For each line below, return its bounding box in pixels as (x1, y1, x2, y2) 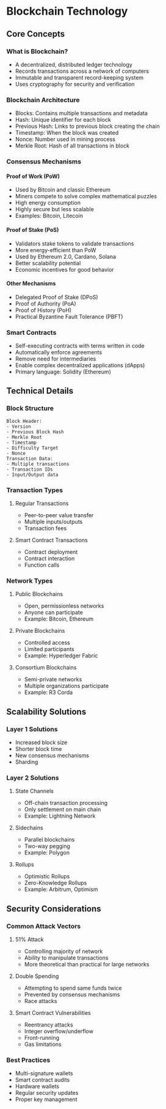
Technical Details (6, 386, 74, 396)
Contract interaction (24, 554, 75, 562)
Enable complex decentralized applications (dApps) (15, 362, 145, 368)
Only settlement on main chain (24, 806, 101, 813)
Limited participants (24, 646, 74, 653)
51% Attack (15, 935, 44, 943)
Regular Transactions (15, 499, 69, 507)
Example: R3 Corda (24, 689, 73, 696)
